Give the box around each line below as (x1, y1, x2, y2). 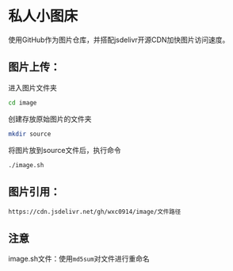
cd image (8, 98, 37, 107)
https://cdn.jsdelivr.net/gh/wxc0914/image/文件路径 (8, 208, 181, 216)
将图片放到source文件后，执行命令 (8, 145, 121, 155)
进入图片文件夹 (8, 82, 57, 92)
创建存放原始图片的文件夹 (8, 114, 92, 124)
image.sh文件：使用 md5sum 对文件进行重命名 (8, 254, 150, 263)
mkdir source (8, 130, 52, 138)
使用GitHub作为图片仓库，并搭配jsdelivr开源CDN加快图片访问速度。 (8, 35, 230, 44)
